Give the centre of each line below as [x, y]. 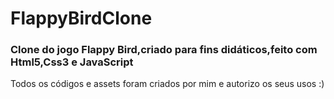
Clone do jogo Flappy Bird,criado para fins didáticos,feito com [164, 50]
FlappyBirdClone [81, 18]
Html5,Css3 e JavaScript [72, 62]
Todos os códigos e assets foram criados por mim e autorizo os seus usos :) [167, 84]
